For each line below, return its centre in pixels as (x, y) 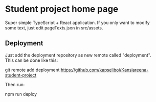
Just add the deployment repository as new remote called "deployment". (78, 55)
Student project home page (62, 9)
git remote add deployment (32, 70)
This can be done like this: (32, 60)
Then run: (15, 84)
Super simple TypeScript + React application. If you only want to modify (78, 23)
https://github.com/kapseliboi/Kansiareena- (104, 70)
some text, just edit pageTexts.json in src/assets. (54, 27)
